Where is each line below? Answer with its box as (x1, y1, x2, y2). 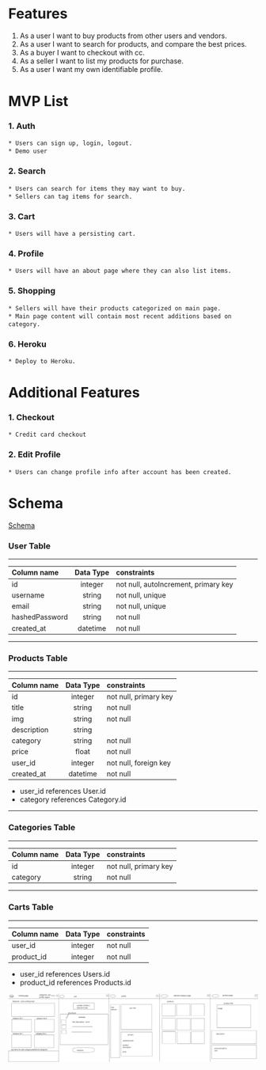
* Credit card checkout (8, 431, 87, 439)
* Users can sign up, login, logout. (8, 139, 133, 147)
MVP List (8, 93, 69, 111)
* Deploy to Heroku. (8, 357, 77, 365)
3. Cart (8, 211, 36, 222)
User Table (8, 540, 51, 551)
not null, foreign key (106, 757, 172, 768)
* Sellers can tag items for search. (8, 192, 133, 200)
